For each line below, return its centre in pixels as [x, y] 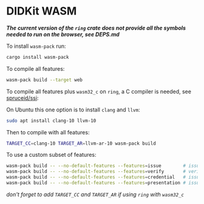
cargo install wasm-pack [38, 57]
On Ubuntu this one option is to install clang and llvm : [73, 110]
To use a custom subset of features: [51, 155]
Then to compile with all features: [48, 132]
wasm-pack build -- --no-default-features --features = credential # [96, 177]
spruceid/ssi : [22, 97]
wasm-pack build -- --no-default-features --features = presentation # [96, 183]
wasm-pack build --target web [45, 80]
